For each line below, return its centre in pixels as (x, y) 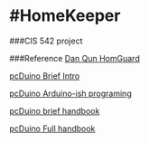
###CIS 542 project (46, 41)
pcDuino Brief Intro (45, 76)
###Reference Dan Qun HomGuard (74, 58)
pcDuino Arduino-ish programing (71, 93)
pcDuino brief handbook (55, 110)
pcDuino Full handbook (52, 129)
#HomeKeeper (65, 16)
